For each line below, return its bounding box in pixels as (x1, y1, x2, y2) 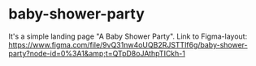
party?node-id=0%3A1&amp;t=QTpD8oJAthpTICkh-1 (8, 48, 185, 58)
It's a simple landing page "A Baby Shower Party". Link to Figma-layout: (8, 31, 248, 41)
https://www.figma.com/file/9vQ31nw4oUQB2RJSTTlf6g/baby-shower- (8, 39, 248, 49)
